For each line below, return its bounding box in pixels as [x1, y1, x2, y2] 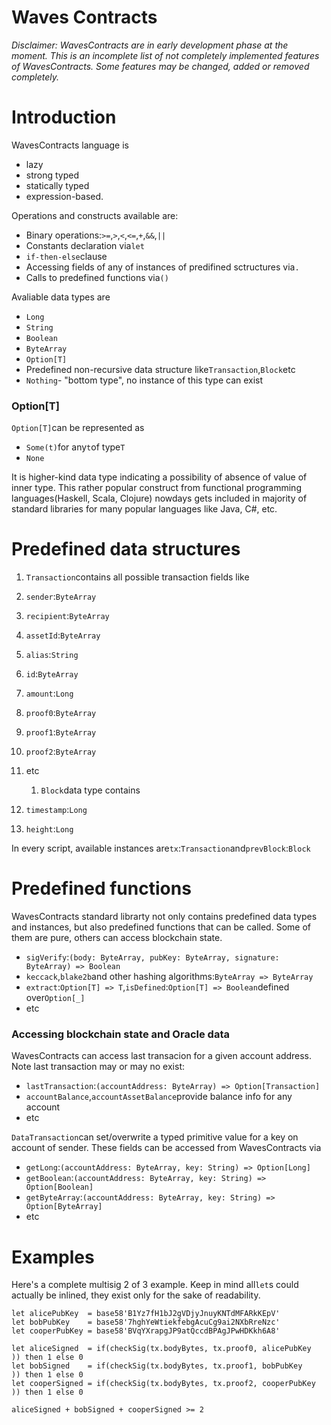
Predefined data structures [11, 538, 241, 561]
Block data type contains [40, 784, 141, 796]
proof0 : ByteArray [25, 707, 97, 719]
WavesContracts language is [11, 139, 129, 151]
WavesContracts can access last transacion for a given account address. [11, 1050, 313, 1062]
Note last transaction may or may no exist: [11, 1061, 185, 1073]
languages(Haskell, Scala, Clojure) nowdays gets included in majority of [11, 492, 308, 505]
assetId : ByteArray [25, 629, 101, 641]
